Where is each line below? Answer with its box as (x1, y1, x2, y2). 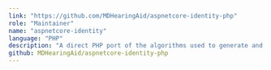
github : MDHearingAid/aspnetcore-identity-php (8, 49, 169, 57)
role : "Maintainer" (8, 19, 75, 27)
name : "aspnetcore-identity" (8, 27, 107, 35)
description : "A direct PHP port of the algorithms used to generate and (8, 42, 264, 50)
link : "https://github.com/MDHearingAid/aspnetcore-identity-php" (8, 11, 238, 20)
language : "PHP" (8, 34, 63, 43)
